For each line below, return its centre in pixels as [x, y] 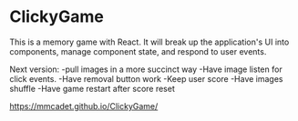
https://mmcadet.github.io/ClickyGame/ [84, 106]
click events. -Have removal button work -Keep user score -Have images [147, 78]
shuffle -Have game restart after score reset [92, 88]
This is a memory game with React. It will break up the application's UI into [149, 42]
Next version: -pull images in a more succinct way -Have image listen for [146, 69]
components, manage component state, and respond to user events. [138, 51]
